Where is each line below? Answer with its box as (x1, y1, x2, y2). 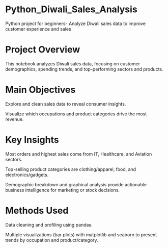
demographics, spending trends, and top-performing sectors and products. (5, 66, 164, 72)
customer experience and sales (5, 26, 71, 32)
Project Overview (5, 44, 80, 56)
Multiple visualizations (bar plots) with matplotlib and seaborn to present (5, 231, 157, 238)
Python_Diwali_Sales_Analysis (5, 4, 137, 15)
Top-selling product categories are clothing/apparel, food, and (5, 166, 136, 172)
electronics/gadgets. (5, 171, 49, 178)
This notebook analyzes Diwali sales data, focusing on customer (5, 60, 141, 67)
